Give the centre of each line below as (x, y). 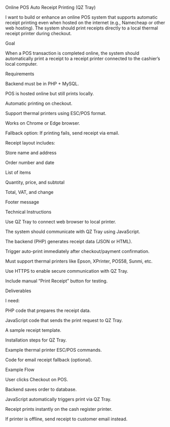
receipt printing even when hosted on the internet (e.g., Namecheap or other (85, 23)
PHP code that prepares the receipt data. (48, 310)
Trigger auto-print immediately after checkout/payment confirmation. (77, 251)
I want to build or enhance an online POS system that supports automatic (81, 17)
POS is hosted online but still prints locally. (50, 93)
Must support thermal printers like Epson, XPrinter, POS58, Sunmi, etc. (79, 261)
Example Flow (20, 369)
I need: (12, 301)
